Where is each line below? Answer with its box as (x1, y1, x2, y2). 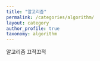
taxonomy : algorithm (6, 31, 58, 37)
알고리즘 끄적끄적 (6, 48, 46, 56)
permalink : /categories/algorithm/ (6, 14, 95, 20)
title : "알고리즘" (6, 8, 47, 15)
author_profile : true (6, 25, 60, 32)
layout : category (6, 20, 49, 26)
